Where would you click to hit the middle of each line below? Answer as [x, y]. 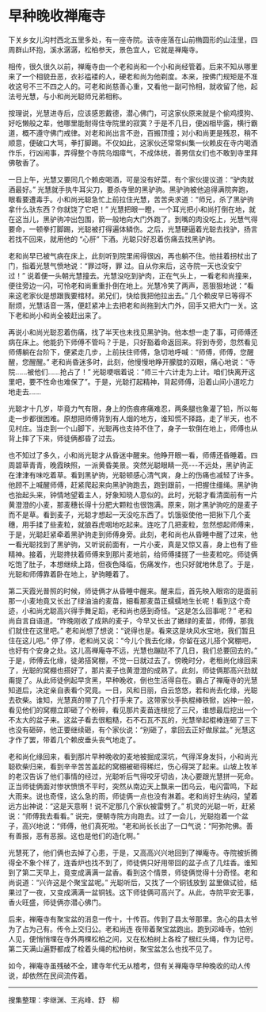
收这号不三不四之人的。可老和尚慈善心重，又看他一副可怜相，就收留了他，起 [133, 86]
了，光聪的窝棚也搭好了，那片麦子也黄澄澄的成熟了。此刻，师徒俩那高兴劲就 [133, 670]
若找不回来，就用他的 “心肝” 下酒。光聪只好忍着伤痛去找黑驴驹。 [114, 239]
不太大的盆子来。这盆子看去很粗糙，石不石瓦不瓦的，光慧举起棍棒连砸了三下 [133, 719]
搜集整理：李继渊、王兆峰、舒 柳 [64, 999]
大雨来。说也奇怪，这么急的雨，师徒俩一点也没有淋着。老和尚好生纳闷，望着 [133, 796]
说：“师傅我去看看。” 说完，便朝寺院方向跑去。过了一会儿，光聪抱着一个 [125, 816]
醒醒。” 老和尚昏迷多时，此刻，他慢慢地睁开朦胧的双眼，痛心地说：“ [139, 362]
